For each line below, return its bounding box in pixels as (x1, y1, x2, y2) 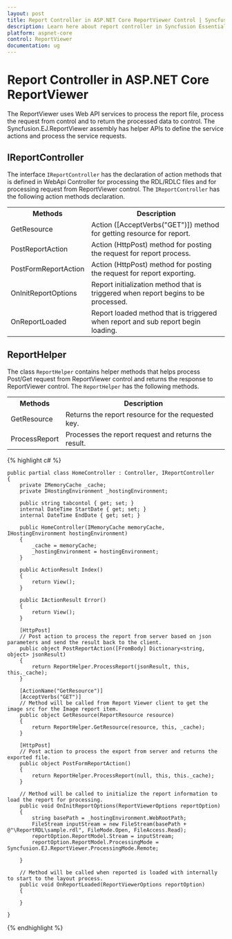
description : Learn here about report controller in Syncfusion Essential (7, 23, 227, 30)
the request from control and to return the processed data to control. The (7, 117, 215, 125)
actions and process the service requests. (7, 131, 127, 140)
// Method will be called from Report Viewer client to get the (19, 700, 209, 706)
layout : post (7, 10, 45, 17)
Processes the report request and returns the (65, 430, 212, 439)
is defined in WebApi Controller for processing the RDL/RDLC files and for (7, 177, 217, 185)
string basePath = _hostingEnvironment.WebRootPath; (32, 814, 187, 821)
